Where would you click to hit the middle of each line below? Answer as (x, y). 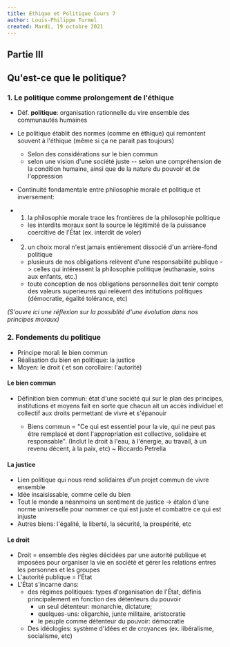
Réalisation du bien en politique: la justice (76, 360)
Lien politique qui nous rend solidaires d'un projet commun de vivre (113, 480)
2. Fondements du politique (54, 338)
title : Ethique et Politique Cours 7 (61, 13)
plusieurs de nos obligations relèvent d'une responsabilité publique (123, 262)
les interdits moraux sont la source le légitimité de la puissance (117, 225)
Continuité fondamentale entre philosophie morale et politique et (109, 190)
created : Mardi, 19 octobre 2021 (55, 26)
